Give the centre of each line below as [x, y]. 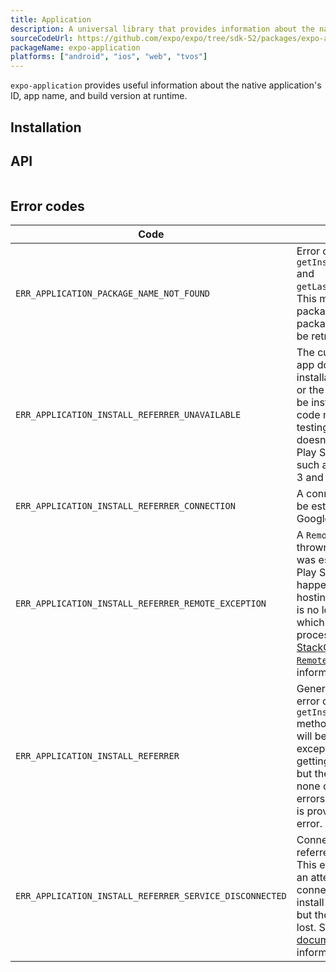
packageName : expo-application [75, 47]
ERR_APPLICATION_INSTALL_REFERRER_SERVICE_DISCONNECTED [151, 896]
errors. [312, 799]
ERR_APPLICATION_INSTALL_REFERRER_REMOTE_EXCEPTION [141, 604]
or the [310, 390]
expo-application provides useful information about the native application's [166, 85]
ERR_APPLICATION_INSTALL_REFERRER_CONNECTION [125, 506]
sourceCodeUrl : [42, 38]
